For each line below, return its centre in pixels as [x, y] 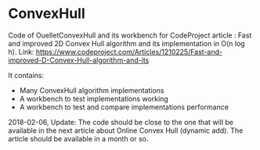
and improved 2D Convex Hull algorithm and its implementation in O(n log [126, 43]
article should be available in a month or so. [78, 138]
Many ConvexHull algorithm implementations [92, 90]
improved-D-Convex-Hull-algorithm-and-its [79, 60]
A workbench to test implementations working [94, 98]
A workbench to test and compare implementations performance [124, 107]
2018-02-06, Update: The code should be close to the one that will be [121, 122]
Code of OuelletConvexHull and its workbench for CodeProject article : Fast [130, 35]
